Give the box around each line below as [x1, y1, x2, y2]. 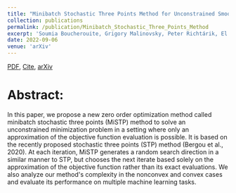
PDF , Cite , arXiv [7, 63, 53, 70]
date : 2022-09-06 [7, 37, 58, 44]
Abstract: [7, 87, 64, 103]
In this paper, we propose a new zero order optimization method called [7, 110, 212, 118]
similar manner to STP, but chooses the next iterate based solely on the [7, 155, 214, 163]
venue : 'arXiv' [7, 43, 52, 50]
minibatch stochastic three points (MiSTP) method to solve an [7, 118, 186, 126]
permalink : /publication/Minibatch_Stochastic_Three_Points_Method [7, 23, 209, 30]
